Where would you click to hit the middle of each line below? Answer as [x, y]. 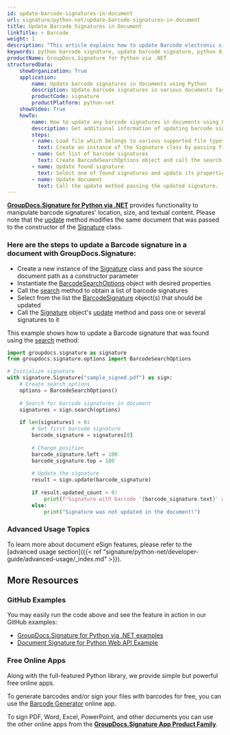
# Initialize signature [41, 371]
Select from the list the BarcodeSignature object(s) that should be [110, 297]
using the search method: [43, 340]
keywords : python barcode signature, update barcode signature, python [111, 52]
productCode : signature [65, 97]
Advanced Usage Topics [49, 529]
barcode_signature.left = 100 [75, 454]
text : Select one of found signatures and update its [116, 173]
